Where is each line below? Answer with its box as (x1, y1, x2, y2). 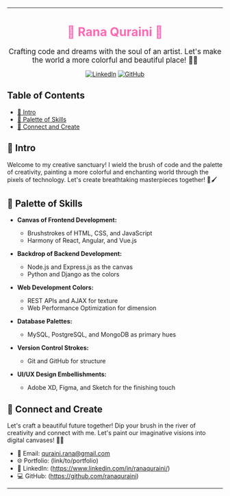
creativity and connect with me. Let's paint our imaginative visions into (7, 429, 207, 437)
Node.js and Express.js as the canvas (27, 263, 133, 271)
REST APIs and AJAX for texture (27, 297, 118, 305)
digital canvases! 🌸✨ (7, 436, 64, 445)
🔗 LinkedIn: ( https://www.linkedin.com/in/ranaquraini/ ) (16, 465, 170, 473)
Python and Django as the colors (27, 270, 120, 278)
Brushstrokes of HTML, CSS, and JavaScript (27, 229, 153, 237)
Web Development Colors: (16, 283, 94, 291)
